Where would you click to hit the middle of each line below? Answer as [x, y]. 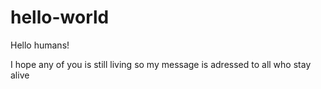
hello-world [60, 17]
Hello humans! [40, 45]
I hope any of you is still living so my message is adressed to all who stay [161, 64]
